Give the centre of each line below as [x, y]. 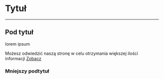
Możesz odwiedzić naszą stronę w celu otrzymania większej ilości [72, 53]
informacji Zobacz [23, 58]
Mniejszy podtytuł [27, 71]
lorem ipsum [18, 44]
